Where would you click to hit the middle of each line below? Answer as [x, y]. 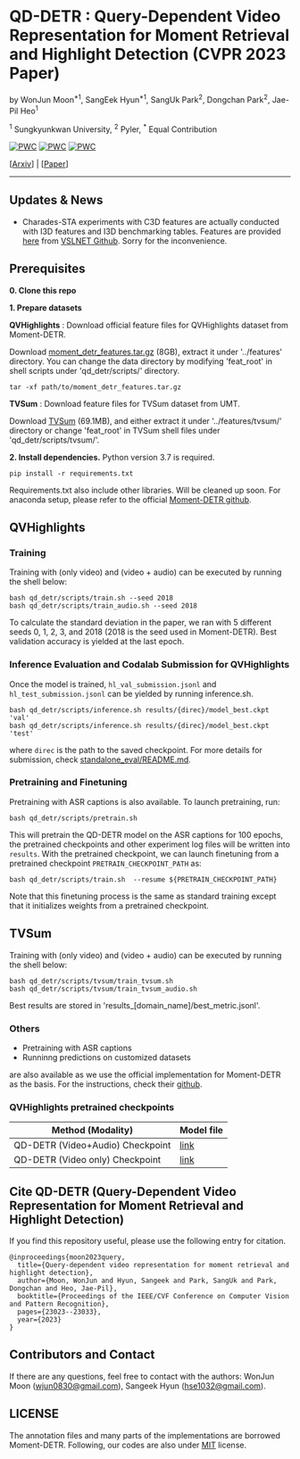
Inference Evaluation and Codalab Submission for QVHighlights [150, 665]
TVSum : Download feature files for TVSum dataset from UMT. [125, 403]
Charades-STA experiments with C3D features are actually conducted [150, 221]
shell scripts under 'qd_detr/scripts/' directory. [95, 370]
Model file [201, 1131]
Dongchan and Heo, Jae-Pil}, [63, 1289]
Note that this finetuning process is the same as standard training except [143, 896]
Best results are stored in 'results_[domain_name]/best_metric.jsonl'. [135, 1005]
